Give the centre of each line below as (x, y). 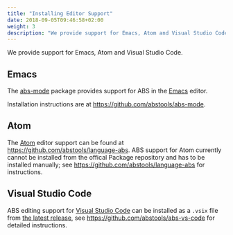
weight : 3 (21, 26)
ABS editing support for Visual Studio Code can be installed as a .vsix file (113, 210)
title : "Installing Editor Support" (60, 13)
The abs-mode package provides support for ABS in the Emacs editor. (107, 91)
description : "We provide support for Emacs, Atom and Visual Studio (110, 33)
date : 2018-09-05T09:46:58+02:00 (55, 20)
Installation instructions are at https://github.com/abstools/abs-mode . (106, 104)
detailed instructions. (37, 225)
